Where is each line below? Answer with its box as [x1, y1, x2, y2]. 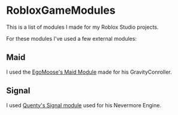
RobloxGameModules [6, 4, 116, 17]
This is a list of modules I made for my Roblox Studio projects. [6, 23, 159, 31]
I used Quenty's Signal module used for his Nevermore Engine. [6, 101, 162, 108]
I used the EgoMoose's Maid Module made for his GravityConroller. [6, 68, 172, 75]
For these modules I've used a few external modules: [6, 35, 137, 42]
